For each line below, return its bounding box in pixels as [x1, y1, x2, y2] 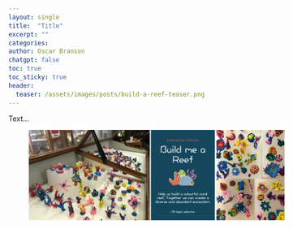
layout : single [8, 13, 60, 21]
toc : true [8, 65, 42, 73]
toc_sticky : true [8, 73, 67, 81]
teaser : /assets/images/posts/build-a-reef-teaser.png [15, 90, 205, 98]
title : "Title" [8, 21, 63, 30]
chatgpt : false [8, 56, 60, 64]
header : [8, 81, 35, 89]
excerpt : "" [8, 30, 49, 38]
